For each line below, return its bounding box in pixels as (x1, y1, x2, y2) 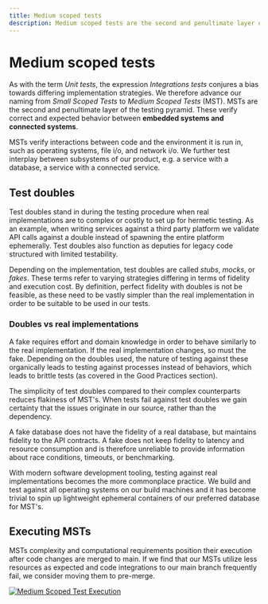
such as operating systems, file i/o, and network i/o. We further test (9, 146, 231, 155)
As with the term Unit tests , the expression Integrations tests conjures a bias (9, 80, 259, 89)
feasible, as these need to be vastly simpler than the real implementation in (9, 290, 254, 300)
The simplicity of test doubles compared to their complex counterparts (9, 386, 241, 395)
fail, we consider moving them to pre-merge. (9, 571, 156, 581)
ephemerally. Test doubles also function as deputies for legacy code (9, 241, 234, 251)
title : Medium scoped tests (9, 11, 103, 20)
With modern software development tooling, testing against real (9, 468, 218, 477)
